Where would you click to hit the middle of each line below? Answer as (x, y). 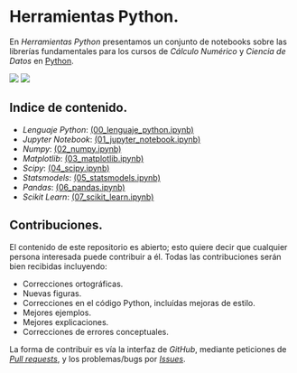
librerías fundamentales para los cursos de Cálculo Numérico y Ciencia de (148, 51)
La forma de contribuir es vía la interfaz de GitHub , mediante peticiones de (148, 349)
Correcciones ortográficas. (73, 284)
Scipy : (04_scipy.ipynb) (66, 168)
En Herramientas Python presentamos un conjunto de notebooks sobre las (148, 42)
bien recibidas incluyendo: (59, 266)
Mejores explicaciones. (65, 322)
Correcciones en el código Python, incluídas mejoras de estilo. (139, 303)
